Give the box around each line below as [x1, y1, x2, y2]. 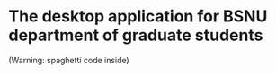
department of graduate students [8, 25, 263, 45]
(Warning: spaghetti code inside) [8, 54, 129, 65]
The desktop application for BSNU [8, 6, 268, 27]
